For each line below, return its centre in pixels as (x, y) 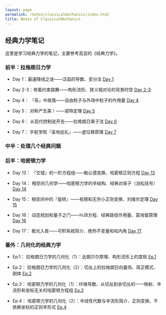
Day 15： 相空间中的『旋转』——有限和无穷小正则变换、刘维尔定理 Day (85, 199)
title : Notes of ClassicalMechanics (43, 19)
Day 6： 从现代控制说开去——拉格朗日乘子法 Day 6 (65, 121)
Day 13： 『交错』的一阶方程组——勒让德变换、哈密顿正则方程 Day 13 (83, 173)
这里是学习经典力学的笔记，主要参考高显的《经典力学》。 (63, 53)
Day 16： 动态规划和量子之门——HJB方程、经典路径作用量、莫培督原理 (85, 215)
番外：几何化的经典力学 (33, 245)
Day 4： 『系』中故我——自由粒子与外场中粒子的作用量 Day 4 (75, 101)
